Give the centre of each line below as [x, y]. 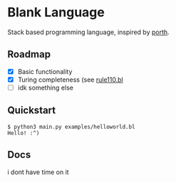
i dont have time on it [38, 172]
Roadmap [29, 54]
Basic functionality [45, 71]
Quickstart [32, 111]
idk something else [45, 87]
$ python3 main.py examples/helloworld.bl [71, 127]
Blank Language [56, 12]
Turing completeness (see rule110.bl [70, 80]
